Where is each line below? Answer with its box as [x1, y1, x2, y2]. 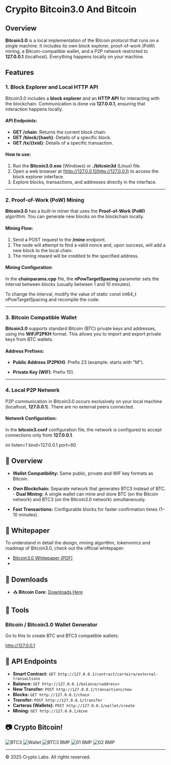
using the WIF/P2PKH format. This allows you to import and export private [5, 331, 161, 337]
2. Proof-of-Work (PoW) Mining [5, 197, 84, 204]
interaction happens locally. [5, 106, 63, 112]
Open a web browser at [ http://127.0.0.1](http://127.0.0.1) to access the [12, 168, 159, 174]
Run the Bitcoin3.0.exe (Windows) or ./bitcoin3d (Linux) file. [12, 163, 141, 169]
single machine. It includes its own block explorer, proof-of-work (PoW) [5, 43, 155, 49]
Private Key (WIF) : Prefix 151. [12, 369, 75, 375]
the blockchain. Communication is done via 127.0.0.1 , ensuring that [5, 100, 146, 106]
